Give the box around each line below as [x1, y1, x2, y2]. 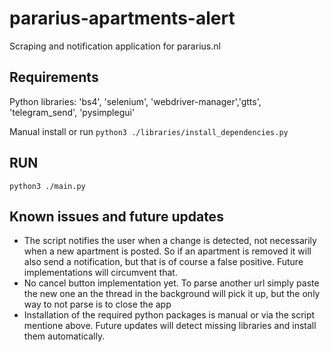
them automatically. [23, 330, 106, 342]
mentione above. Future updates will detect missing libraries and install [23, 320, 317, 332]
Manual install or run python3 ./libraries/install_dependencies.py [9, 125, 289, 137]
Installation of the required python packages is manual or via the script [23, 309, 316, 321]
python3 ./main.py [9, 181, 86, 191]
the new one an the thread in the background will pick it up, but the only [23, 288, 321, 300]
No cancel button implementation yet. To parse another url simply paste [23, 277, 320, 289]
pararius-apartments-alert [9, 7, 236, 30]
